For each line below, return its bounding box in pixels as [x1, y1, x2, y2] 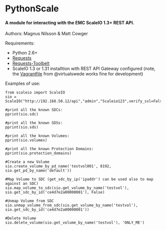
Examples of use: [5, 80, 41, 87]
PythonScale [5, 3, 59, 14]
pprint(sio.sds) [5, 125, 39, 130]
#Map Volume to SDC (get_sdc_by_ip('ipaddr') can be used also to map [5, 177, 154, 182]
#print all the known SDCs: [5, 108, 63, 113]
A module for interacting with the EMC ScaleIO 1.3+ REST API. [5, 19, 134, 25]
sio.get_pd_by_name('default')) [5, 168, 72, 173]
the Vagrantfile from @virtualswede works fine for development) [12, 71, 143, 77]
